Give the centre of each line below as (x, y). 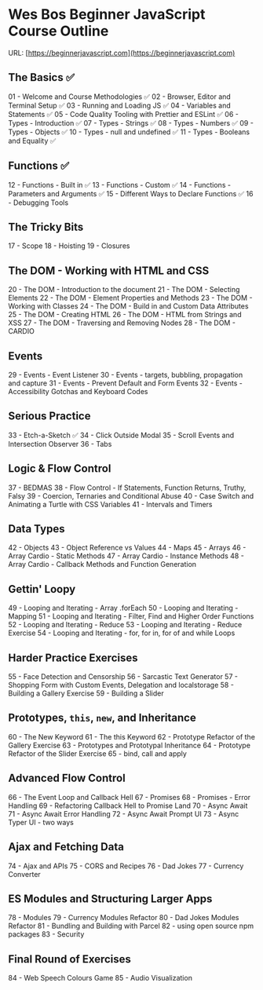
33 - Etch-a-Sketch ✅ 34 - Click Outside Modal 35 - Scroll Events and (121, 435)
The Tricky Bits (46, 226)
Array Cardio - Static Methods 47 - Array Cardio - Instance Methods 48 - (126, 556)
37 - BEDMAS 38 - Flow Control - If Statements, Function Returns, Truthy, (127, 488)
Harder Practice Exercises (73, 658)
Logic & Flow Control (60, 469)
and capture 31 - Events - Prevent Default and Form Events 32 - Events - (126, 383)
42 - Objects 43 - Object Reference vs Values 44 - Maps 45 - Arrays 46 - (127, 548)
